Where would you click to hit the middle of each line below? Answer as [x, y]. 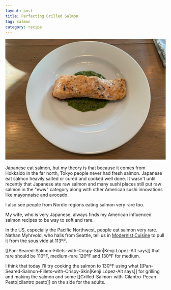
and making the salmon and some [41, 277]
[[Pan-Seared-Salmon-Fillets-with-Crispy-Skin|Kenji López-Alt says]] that [83, 251]
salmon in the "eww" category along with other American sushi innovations [84, 190]
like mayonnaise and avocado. [37, 195]
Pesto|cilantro [20, 282]
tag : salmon [18, 21]
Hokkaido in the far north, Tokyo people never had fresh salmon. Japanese [84, 173]
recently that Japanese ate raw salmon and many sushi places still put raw [83, 184]
